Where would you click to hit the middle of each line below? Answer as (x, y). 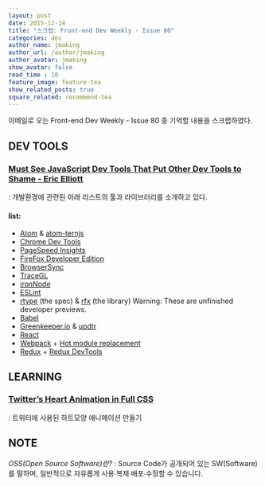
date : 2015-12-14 (37, 23)
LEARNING (35, 377)
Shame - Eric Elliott (46, 178)
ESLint (30, 293)
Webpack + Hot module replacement (80, 344)
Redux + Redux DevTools (61, 352)
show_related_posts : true (51, 89)
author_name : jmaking (44, 45)
